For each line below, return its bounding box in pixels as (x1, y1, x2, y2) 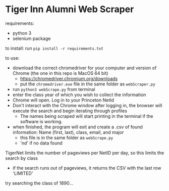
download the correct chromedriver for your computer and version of (12, 65, 157, 71)
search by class (5, 155, 38, 161)
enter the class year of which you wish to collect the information (12, 91, 146, 98)
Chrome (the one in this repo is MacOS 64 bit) (12, 70, 108, 76)
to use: (5, 55, 20, 61)
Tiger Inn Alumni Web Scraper (5, 4, 134, 15)
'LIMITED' (12, 170, 33, 176)
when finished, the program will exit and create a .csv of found (12, 124, 143, 130)
